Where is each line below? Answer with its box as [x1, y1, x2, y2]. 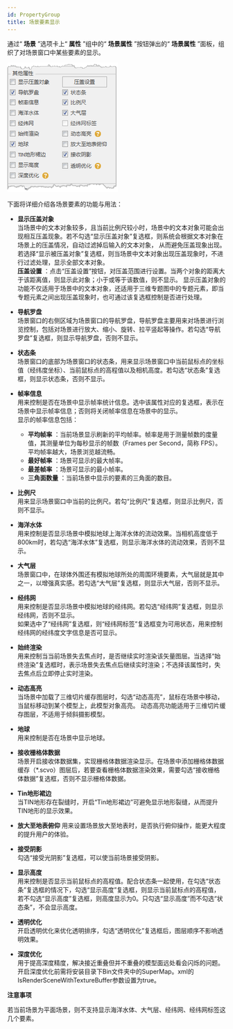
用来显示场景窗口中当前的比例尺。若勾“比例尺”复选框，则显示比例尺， [17, 497, 218, 505]
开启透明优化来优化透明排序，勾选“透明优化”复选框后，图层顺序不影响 [17, 926, 218, 934]
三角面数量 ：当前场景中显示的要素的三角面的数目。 [27, 473, 175, 482]
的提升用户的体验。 [17, 829, 73, 838]
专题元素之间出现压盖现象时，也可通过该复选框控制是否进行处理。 [17, 293, 206, 301]
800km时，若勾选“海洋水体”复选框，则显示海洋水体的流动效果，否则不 [17, 537, 220, 546]
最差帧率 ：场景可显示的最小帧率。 [27, 464, 127, 473]
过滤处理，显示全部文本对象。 [23, 258, 109, 266]
